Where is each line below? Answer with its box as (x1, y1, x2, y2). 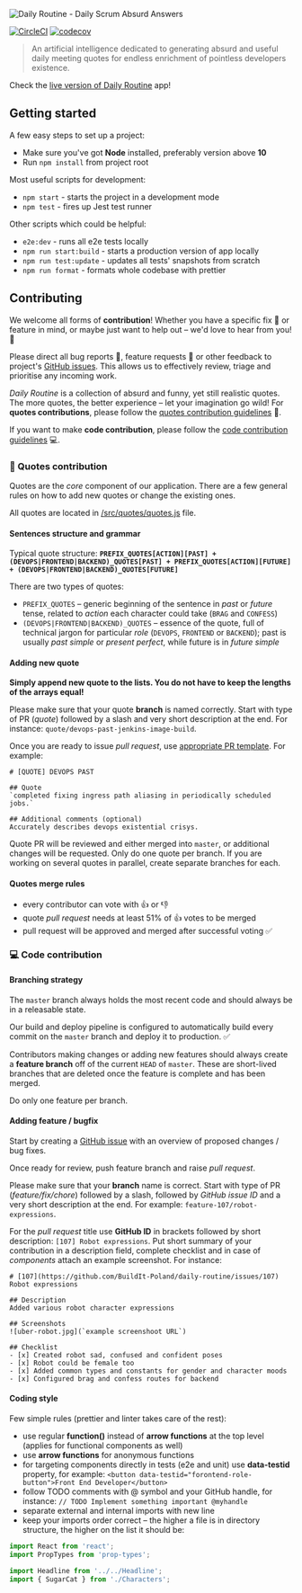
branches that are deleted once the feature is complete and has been (9, 1068, 266, 1079)
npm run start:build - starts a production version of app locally (22, 245, 259, 256)
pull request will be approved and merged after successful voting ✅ (22, 925, 272, 936)
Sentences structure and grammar (9, 528, 141, 538)
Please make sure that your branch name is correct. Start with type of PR (9, 1179, 281, 1190)
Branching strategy (9, 974, 84, 985)
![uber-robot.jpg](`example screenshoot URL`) (9, 1327, 187, 1336)
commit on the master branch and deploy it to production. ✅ (9, 1030, 231, 1042)
